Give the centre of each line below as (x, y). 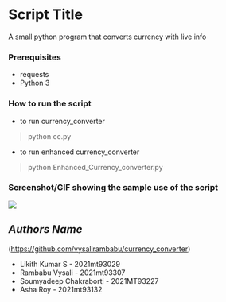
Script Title (46, 15)
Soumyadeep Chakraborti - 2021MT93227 (89, 281)
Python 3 (35, 83)
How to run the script (50, 103)
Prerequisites (35, 57)
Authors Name (45, 229)
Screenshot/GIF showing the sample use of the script (113, 188)
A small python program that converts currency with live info (107, 37)
